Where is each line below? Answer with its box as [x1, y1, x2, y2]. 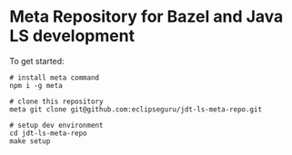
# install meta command [9, 73, 100, 82]
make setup [9, 136, 51, 146]
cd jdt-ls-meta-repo [9, 129, 88, 138]
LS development [9, 25, 135, 46]
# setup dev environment [9, 121, 104, 130]
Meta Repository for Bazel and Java [9, 6, 284, 27]
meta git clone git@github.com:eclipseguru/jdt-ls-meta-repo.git [9, 104, 262, 114]
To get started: [9, 55, 65, 66]
